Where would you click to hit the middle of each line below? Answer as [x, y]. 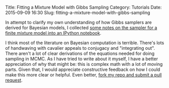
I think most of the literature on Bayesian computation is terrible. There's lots [85, 43]
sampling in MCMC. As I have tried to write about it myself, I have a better [81, 59]
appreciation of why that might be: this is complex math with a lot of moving [84, 64]
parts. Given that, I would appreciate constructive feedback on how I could [83, 69]
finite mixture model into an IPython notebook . [53, 33]
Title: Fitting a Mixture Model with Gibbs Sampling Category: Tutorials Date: [83, 7]
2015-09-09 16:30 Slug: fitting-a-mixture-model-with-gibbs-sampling [78, 13]
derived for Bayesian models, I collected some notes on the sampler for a [81, 28]
